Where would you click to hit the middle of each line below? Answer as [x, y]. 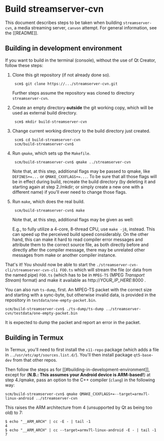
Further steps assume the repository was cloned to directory [73, 93]
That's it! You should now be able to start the [50, 264]
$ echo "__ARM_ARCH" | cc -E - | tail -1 [48, 421]
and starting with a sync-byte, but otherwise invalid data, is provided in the [81, 295]
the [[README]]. [22, 33]
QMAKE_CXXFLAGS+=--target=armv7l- [115, 394]
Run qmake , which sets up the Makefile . [51, 153]
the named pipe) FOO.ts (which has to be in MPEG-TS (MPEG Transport [75, 275]
